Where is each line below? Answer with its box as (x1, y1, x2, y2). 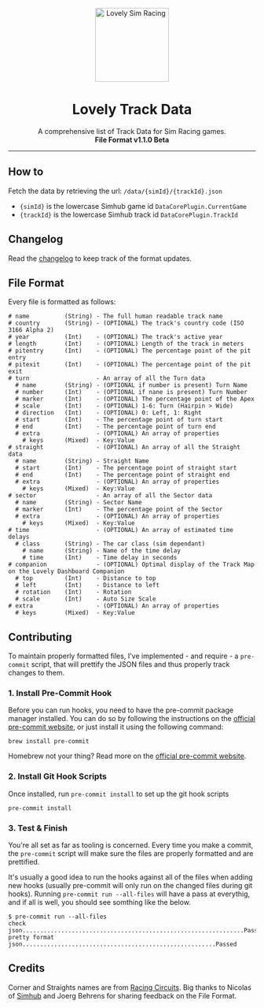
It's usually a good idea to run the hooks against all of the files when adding (8, 872, 253, 882)
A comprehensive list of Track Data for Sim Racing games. (38, 126, 226, 136)
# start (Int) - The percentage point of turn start (15, 416, 223, 424)
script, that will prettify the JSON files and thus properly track (31, 660, 230, 669)
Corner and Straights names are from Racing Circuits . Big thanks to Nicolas (8, 982, 251, 992)
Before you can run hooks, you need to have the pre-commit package (8, 705, 234, 715)
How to (8, 166, 44, 179)
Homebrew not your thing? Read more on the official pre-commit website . (8, 751, 247, 761)
